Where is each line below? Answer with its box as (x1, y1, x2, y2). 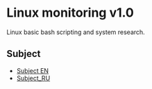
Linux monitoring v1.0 (6, 5, 135, 21)
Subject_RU (16, 74, 51, 82)
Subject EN (16, 66, 49, 74)
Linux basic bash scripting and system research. (6, 28, 145, 36)
